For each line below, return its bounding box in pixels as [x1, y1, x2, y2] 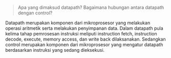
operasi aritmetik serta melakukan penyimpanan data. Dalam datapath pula [5, 25, 164, 31]
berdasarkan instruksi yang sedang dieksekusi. [5, 47, 105, 53]
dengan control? [17, 10, 53, 16]
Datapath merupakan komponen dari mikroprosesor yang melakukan [5, 20, 151, 26]
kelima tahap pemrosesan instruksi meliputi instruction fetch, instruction [5, 31, 157, 36]
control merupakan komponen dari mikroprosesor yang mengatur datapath [5, 42, 163, 48]
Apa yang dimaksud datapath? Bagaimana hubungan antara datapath [17, 5, 164, 10]
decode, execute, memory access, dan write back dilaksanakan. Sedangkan [5, 36, 166, 42]
